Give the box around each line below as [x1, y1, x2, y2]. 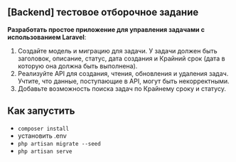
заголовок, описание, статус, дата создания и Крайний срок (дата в [17, 54, 225, 63]
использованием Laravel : [7, 33, 87, 41]
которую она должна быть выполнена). [17, 61, 138, 70]
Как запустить [7, 105, 75, 117]
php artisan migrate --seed [17, 140, 101, 147]
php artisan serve [17, 148, 73, 155]
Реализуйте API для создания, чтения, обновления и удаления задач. [17, 69, 229, 77]
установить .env [17, 131, 68, 140]
